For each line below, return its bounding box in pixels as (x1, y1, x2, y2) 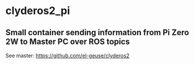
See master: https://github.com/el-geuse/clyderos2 (5, 52, 130, 59)
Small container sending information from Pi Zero (5, 28, 190, 37)
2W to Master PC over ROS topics (5, 36, 130, 46)
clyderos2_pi (5, 4, 70, 18)
